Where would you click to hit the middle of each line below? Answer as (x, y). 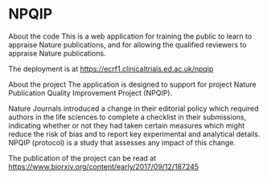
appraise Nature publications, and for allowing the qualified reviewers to (127, 44)
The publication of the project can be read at (82, 158)
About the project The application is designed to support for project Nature (132, 84)
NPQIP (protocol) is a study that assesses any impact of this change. (122, 142)
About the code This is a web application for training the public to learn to (130, 36)
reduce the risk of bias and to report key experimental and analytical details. (134, 134)
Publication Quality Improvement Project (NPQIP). (90, 92)
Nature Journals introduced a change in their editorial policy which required (133, 108)
